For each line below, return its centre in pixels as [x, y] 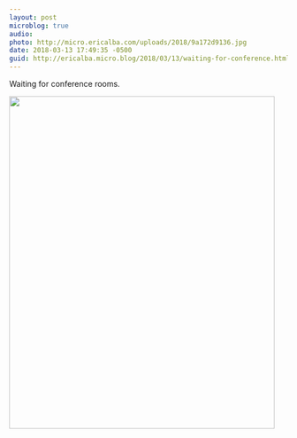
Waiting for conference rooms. [65, 84]
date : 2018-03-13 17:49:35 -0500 [71, 51]
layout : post [33, 17]
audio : [21, 34]
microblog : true [39, 26]
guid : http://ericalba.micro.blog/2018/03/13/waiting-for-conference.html [150, 59]
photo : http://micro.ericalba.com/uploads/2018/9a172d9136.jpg [128, 42]
